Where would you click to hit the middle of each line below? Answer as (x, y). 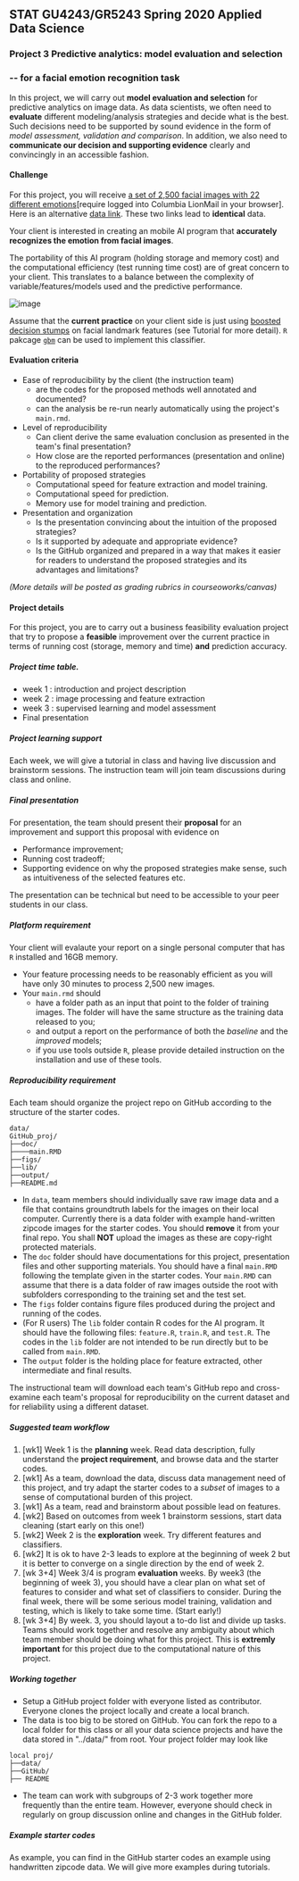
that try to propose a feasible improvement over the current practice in (140, 637)
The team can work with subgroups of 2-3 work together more (137, 1795)
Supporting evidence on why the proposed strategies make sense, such (154, 869)
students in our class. (49, 904)
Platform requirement (50, 925)
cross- (268, 1388)
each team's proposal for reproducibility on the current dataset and (166, 1397)
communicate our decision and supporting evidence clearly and (130, 145)
